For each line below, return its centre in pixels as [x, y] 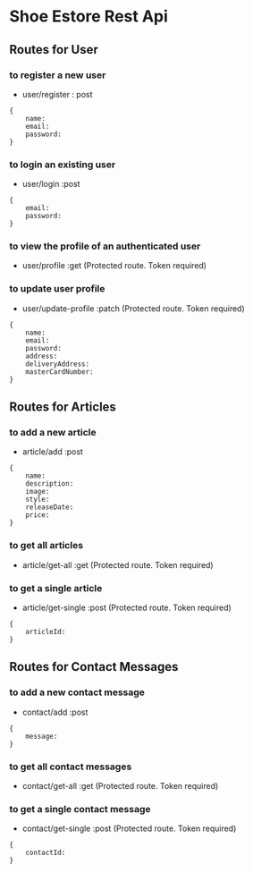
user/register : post [57, 94]
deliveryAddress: [58, 364]
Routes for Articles [63, 407]
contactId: [46, 853]
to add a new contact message [77, 692]
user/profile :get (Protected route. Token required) [114, 266]
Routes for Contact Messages [94, 667]
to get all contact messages [71, 767]
